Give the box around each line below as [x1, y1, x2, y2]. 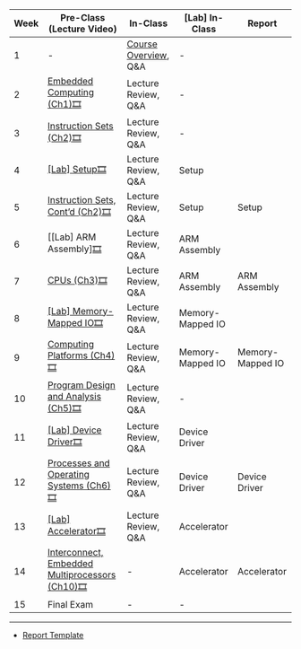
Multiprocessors [47, 569, 116, 581]
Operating [47, 469, 90, 480]
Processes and [47, 457, 110, 469]
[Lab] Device [47, 424, 102, 436]
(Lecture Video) [47, 22, 117, 35]
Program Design [47, 379, 116, 391]
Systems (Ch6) [47, 479, 112, 492]
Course [126, 38, 159, 50]
